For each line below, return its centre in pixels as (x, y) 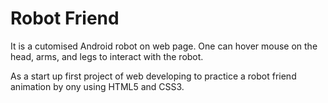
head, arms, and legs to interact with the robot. (107, 56)
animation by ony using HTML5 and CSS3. (97, 86)
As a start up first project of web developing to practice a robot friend (153, 76)
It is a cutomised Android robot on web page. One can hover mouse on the (164, 46)
